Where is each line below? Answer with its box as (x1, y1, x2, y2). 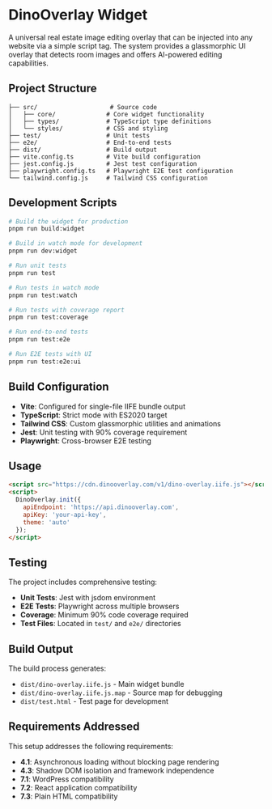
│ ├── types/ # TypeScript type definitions (8, 117, 212, 125)
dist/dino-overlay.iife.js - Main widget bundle (19, 680, 185, 689)
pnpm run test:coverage (8, 313, 89, 321)
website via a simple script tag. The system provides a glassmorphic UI (8, 40, 246, 50)
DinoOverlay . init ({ (15, 496, 82, 504)
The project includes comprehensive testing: (8, 577, 158, 587)
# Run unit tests (8, 261, 67, 270)
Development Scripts (8, 196, 117, 210)
